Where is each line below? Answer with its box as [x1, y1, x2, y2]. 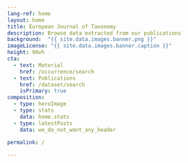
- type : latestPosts [13, 119, 73, 127]
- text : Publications [13, 74, 76, 82]
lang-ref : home [7, 10, 51, 17]
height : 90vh [7, 49, 45, 56]
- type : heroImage [13, 101, 67, 108]
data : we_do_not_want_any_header [19, 126, 117, 133]
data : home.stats [19, 113, 70, 120]
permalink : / [7, 139, 45, 146]
